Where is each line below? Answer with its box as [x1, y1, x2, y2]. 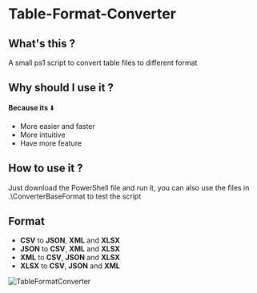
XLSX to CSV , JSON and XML [19, 261, 120, 271]
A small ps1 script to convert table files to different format [8, 58, 198, 67]
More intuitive [19, 130, 66, 139]
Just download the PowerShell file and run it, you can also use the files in [8, 183, 250, 192]
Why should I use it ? [8, 81, 114, 94]
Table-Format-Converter [8, 5, 176, 23]
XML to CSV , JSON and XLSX [19, 253, 120, 263]
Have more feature [19, 138, 82, 148]
